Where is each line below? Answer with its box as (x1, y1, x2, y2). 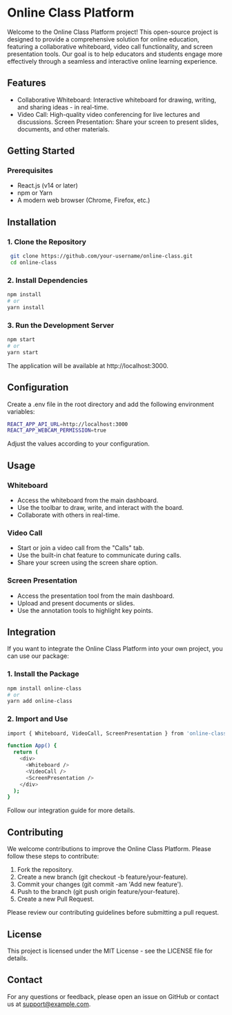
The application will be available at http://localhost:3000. (7, 361, 169, 369)
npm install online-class (7, 685, 81, 692)
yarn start (7, 349, 39, 356)
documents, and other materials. (17, 125, 110, 133)
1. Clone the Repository (7, 237, 86, 246)
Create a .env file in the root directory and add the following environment (7, 400, 214, 408)
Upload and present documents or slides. (17, 598, 135, 607)
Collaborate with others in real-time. (17, 511, 120, 519)
